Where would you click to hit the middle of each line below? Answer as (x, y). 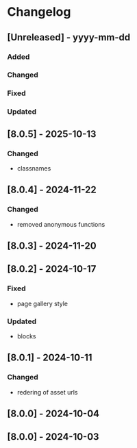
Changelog (39, 12)
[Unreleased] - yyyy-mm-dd (69, 37)
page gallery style (42, 303)
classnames (34, 168)
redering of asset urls (47, 392)
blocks (26, 336)
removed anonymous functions (61, 224)
